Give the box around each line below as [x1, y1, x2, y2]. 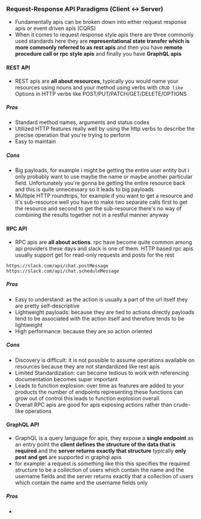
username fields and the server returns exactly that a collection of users [14, 472, 194, 479]
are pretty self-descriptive [14, 302, 80, 309]
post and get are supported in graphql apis [14, 453, 122, 460]
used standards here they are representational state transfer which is [14, 38, 190, 45]
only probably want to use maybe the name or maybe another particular [14, 173, 193, 180]
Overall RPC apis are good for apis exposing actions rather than [14, 401, 172, 408]
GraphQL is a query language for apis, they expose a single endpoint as [14, 434, 194, 442]
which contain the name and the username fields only [14, 479, 148, 486]
